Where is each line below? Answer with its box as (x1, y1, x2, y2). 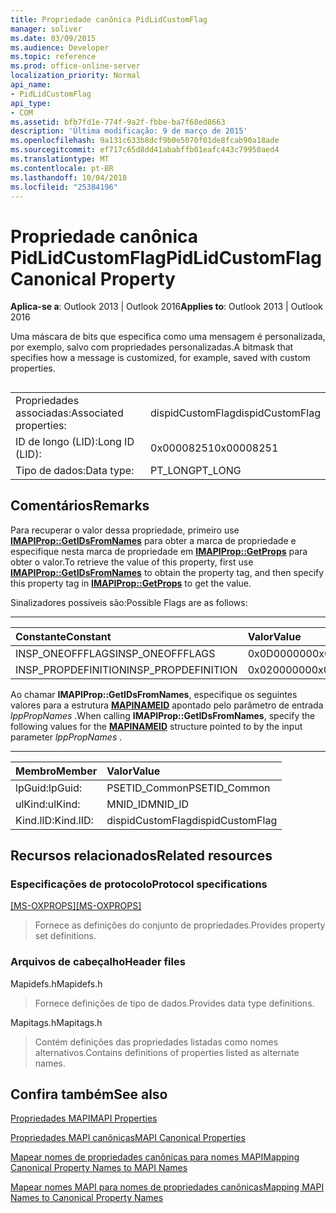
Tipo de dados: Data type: (15, 463, 135, 477)
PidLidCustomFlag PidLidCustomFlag (10, 246, 322, 269)
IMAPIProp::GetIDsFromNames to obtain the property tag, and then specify (10, 566, 325, 578)
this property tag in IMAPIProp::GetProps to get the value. (10, 577, 252, 589)
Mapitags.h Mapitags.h (10, 1016, 103, 1028)
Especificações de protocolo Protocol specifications (10, 877, 268, 891)
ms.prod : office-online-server (10, 61, 141, 71)
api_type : (10, 98, 52, 108)
